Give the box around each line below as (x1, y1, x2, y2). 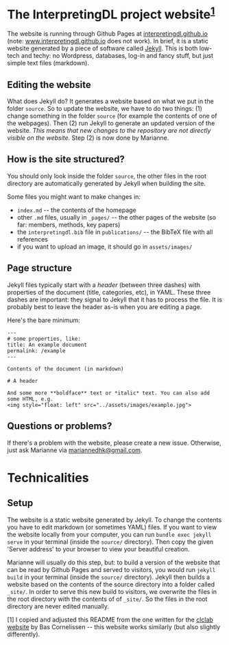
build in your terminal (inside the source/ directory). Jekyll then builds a (7, 573, 210, 581)
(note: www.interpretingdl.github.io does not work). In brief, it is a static (7, 37, 209, 45)
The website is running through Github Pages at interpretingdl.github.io (7, 30, 208, 38)
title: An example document (7, 341, 88, 348)
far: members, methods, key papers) (16, 220, 121, 229)
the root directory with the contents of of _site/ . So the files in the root (7, 595, 208, 603)
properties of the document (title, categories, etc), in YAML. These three (7, 288, 211, 296)
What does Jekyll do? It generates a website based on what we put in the (7, 97, 214, 105)
